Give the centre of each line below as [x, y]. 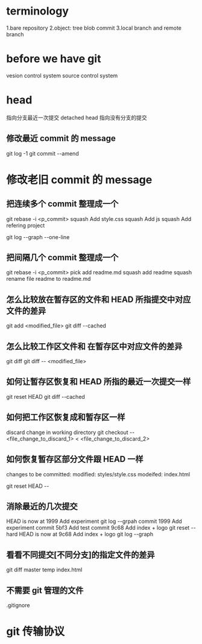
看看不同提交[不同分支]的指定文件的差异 [80, 555]
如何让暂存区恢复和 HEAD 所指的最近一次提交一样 [99, 382]
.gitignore [18, 605]
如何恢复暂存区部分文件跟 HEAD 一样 [75, 459]
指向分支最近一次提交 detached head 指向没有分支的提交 [77, 117]
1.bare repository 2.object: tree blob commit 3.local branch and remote [94, 28]
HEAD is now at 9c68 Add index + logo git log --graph [86, 534]
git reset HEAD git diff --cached [46, 396]
